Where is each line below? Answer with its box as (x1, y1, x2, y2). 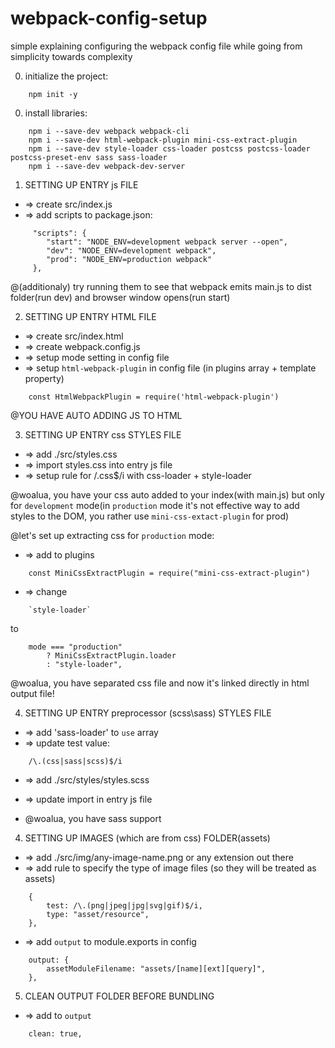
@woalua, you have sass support (24, 812, 162, 824)
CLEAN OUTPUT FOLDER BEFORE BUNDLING (24, 990, 215, 1002)
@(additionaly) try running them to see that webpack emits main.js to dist (10, 280, 312, 292)
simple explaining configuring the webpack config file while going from (10, 40, 303, 52)
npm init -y (28, 89, 78, 99)
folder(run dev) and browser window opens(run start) (10, 291, 231, 303)
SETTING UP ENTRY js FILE (24, 178, 139, 191)
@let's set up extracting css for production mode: (10, 529, 215, 541)
